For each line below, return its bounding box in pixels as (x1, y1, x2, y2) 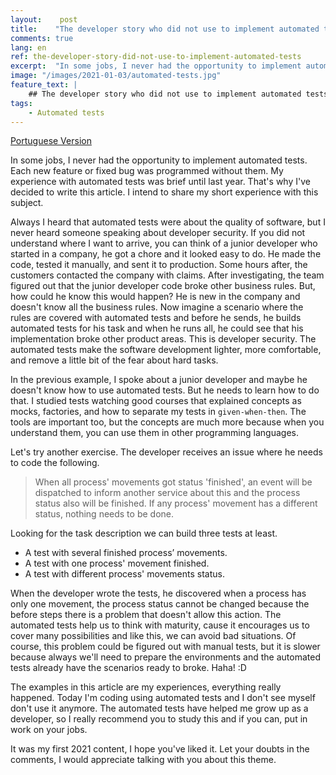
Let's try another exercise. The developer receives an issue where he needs (10, 446, 323, 458)
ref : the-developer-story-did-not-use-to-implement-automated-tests (10, 52, 302, 62)
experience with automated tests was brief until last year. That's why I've (10, 176, 311, 188)
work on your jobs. (10, 724, 88, 736)
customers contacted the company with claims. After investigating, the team (10, 269, 325, 281)
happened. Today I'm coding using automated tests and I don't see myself (10, 692, 316, 704)
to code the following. (10, 457, 100, 469)
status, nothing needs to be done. (34, 508, 175, 520)
